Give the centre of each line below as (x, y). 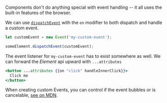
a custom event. (22, 28)
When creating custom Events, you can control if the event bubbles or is (80, 90)
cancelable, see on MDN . (32, 95)
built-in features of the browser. (38, 13)
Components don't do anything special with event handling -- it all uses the (84, 7)
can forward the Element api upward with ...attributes (64, 61)
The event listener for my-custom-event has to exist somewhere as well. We (83, 56)
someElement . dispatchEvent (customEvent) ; (50, 46)
